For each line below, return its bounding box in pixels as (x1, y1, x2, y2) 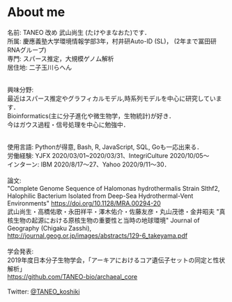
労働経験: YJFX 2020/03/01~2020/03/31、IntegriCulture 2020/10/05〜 (7, 151, 210, 159)
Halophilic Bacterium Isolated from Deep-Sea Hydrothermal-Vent (7, 192, 194, 200)
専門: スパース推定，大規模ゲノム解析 (7, 54, 114, 63)
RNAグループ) (7, 45, 47, 54)
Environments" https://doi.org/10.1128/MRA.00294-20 (7, 199, 162, 207)
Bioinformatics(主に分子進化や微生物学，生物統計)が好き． (7, 111, 176, 120)
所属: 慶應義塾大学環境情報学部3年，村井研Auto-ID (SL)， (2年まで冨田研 (7, 36, 217, 45)
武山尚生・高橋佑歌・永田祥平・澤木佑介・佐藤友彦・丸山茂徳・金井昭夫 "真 (7, 207, 226, 215)
